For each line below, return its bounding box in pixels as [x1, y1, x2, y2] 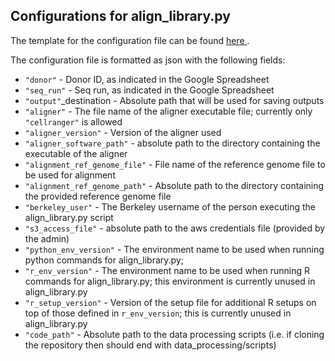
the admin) [24, 232, 70, 244]
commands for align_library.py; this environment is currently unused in [24, 275, 316, 287]
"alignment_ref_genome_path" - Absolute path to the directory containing [24, 179, 325, 191]
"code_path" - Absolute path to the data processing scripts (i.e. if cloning [24, 328, 325, 340]
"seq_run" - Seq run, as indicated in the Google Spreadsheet [24, 84, 275, 96]
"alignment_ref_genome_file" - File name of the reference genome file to [24, 158, 326, 170]
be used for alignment [24, 169, 116, 181]
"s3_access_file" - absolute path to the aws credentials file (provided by [24, 222, 326, 234]
